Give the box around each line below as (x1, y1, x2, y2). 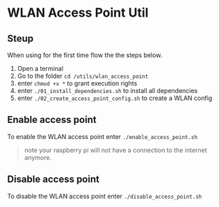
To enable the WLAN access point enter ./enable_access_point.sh (7, 132, 198, 140)
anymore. (24, 153, 52, 161)
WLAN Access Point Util (7, 5, 149, 21)
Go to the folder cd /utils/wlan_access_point (17, 72, 149, 80)
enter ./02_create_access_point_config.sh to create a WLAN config (17, 94, 213, 102)
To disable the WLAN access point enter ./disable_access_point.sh (7, 192, 202, 200)
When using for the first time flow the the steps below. (7, 51, 163, 59)
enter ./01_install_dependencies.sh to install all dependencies (17, 87, 198, 94)
